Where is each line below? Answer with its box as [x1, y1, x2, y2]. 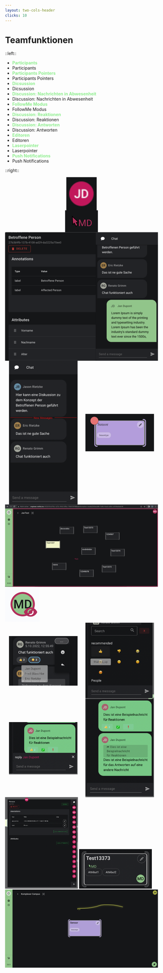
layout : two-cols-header [5, 8, 55, 13]
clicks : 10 [5, 13, 27, 18]
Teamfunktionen [5, 35, 74, 46]
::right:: [5, 168, 19, 174]
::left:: [5, 51, 16, 56]
